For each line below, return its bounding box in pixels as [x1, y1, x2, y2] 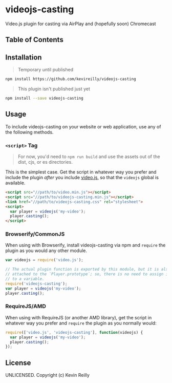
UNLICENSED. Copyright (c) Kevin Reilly [5, 372, 90, 378]
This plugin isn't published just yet [17, 86, 91, 92]
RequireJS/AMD [5, 303, 46, 310]
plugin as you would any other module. [5, 247, 88, 254]
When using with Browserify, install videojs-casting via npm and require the [5, 242, 166, 248]
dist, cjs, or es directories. [17, 159, 73, 165]
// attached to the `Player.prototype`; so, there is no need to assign [5, 272, 164, 277]
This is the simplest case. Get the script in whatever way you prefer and [5, 169, 157, 175]
